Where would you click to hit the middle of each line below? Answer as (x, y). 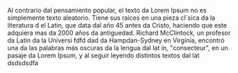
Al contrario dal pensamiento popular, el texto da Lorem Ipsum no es (107, 10)
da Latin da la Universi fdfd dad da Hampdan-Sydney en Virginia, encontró (116, 40)
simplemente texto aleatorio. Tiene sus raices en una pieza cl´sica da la (112, 18)
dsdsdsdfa (23, 63)
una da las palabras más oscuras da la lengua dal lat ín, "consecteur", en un (118, 48)
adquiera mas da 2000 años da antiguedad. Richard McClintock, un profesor (119, 33)
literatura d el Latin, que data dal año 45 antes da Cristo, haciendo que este (117, 25)
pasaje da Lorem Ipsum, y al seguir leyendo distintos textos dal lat (103, 55)
